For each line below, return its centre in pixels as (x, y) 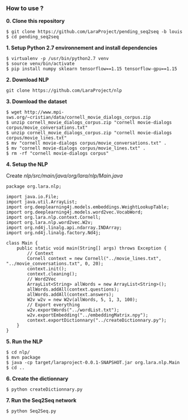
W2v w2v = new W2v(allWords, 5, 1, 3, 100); (83, 300)
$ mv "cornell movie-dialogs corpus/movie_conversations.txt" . (86, 143)
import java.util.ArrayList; (42, 202)
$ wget (14, 112)
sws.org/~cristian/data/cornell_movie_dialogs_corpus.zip (78, 118)
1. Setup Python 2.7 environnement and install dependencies (82, 48)
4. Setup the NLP (27, 164)
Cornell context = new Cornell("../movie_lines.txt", (94, 259)
